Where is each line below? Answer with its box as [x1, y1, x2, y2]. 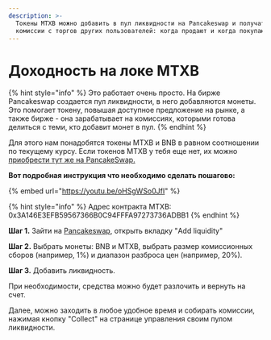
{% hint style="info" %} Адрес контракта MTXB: [8, 202, 172, 212]
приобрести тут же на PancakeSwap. [8, 155, 135, 165]
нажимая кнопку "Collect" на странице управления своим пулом [8, 314, 232, 324]
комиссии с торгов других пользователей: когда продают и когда [15, 27, 236, 35]
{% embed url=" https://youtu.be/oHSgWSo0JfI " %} [8, 186, 181, 196]
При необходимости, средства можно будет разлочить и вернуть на [8, 281, 246, 291]
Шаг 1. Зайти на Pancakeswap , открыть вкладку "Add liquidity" [8, 226, 223, 236]
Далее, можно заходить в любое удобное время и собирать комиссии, [8, 305, 256, 315]
